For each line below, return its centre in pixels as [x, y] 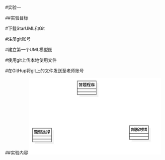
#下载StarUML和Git [25, 28]
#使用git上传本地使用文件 [31, 60]
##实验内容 [17, 153]
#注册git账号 [18, 39]
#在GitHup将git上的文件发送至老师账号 [45, 71]
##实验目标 [17, 18]
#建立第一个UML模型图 [29, 49]
